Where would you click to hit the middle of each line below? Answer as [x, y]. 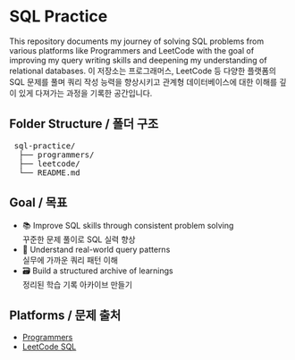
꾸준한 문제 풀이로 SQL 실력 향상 [79, 239]
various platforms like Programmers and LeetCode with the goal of [132, 50]
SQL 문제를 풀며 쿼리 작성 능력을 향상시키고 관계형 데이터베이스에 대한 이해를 [143, 81]
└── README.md [49, 172]
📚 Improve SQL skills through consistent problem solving [128, 225]
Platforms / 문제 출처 [65, 315]
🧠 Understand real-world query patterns [96, 249]
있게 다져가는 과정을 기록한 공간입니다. [85, 93]
